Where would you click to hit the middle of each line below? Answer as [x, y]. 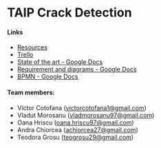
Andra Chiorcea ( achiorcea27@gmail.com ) [78, 129]
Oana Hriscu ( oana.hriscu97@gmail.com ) [75, 123]
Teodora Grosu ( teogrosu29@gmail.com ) [75, 137]
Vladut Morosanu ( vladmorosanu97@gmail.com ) [86, 115]
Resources [32, 47]
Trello [25, 55]
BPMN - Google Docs [47, 76]
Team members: [31, 92]
